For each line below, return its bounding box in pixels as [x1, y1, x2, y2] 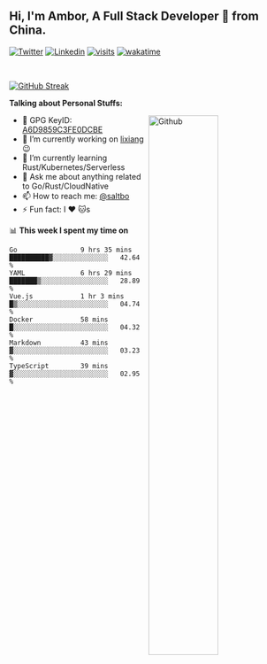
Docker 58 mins [9, 315, 109, 324]
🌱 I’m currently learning [21, 152, 108, 163]
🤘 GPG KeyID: [21, 114, 72, 125]
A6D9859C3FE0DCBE [21, 124, 103, 135]
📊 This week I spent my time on [9, 225, 129, 235]
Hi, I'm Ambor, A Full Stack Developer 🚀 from [9, 9, 259, 24]
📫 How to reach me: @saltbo [21, 190, 130, 201]
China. [9, 23, 47, 38]
